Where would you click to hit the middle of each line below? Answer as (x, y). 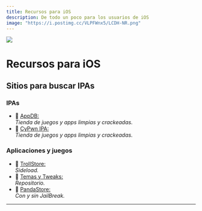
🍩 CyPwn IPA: (32, 129)
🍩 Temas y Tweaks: (39, 176)
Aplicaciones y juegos (39, 150)
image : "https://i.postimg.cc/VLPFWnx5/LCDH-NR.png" (74, 23)
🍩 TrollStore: (30, 164)
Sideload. (27, 170)
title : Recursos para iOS (38, 12)
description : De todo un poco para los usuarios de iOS (78, 17)
